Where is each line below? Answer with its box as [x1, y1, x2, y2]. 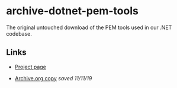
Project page [14, 63, 46, 70]
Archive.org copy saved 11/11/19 [14, 74, 92, 81]
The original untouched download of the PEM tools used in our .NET [6, 24, 172, 31]
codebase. [6, 30, 33, 37]
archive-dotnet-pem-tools [6, 4, 139, 18]
